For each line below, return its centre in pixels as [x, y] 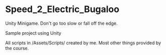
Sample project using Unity [33, 33]
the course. [17, 48]
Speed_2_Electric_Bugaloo [62, 9]
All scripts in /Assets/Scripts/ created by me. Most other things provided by [83, 43]
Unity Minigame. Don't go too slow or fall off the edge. [61, 23]
